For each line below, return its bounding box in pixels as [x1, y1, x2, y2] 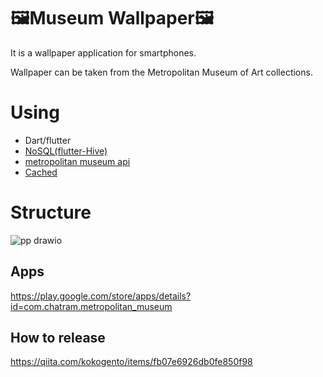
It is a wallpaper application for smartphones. [10, 46, 197, 59]
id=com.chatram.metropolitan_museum [10, 300, 173, 312]
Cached [24, 166, 58, 178]
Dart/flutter [24, 134, 72, 146]
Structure [10, 201, 92, 224]
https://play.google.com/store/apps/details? [10, 290, 192, 302]
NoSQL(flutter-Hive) [24, 145, 108, 157]
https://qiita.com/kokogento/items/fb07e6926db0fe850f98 [10, 356, 253, 368]
